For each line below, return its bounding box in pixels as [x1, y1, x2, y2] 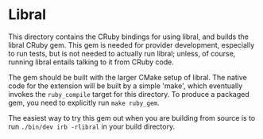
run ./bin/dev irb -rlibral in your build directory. [8, 122, 176, 131]
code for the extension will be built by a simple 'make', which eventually [8, 81, 243, 91]
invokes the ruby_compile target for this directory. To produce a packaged [8, 89, 250, 98]
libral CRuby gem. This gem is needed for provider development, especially [8, 40, 255, 49]
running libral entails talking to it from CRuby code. [8, 57, 175, 67]
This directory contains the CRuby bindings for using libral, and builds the [8, 32, 249, 41]
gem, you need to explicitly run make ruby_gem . [8, 98, 161, 107]
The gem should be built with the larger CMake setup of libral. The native [8, 72, 248, 82]
